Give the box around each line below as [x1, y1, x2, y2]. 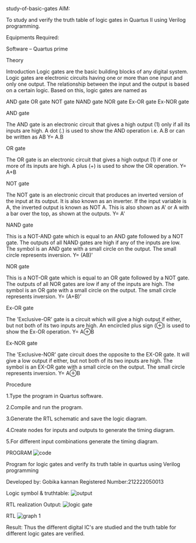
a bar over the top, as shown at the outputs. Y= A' [6, 210, 126, 217]
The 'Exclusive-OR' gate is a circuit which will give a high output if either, [6, 316, 181, 322]
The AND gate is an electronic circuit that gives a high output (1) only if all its [6, 121, 190, 128]
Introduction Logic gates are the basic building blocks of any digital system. [6, 68, 188, 75]
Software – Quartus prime [6, 45, 68, 52]
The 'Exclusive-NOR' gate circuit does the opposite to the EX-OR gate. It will [6, 351, 190, 357]
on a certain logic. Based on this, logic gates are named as [6, 87, 147, 93]
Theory [6, 57, 24, 63]
